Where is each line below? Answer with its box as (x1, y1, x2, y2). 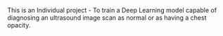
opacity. (7, 21, 31, 29)
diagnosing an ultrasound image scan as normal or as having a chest (7, 13, 207, 22)
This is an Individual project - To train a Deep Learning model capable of (7, 6, 217, 14)
